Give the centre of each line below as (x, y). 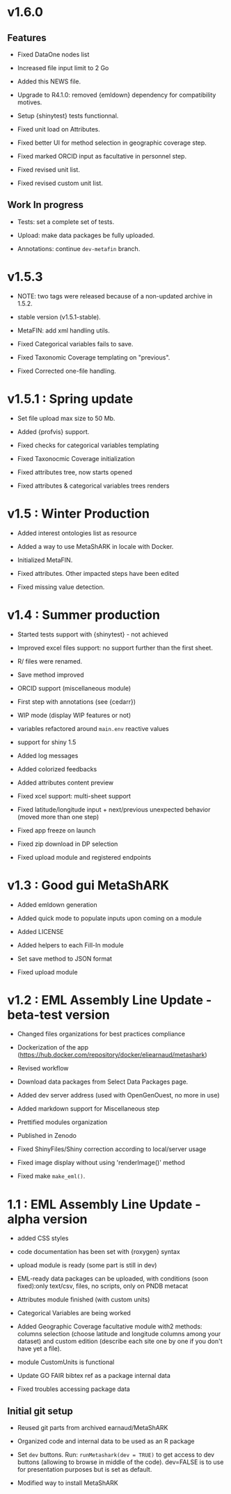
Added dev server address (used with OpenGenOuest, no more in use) (119, 1095)
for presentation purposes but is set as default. (85, 1470)
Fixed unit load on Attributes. (59, 129)
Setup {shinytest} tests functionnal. (68, 116)
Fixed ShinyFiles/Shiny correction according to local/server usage (112, 1149)
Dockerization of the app (53, 1047)
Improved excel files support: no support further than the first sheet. (115, 648)
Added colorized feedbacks (57, 769)
